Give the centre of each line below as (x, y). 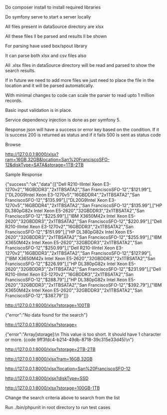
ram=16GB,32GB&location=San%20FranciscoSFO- (57, 160)
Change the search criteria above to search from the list (63, 398)
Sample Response (24, 175)
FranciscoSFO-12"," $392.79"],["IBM (125, 285)
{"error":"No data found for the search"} (47, 315)
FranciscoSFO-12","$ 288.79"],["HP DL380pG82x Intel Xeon (66, 280)
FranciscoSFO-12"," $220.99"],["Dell (125, 221)
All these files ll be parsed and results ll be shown (56, 36)
